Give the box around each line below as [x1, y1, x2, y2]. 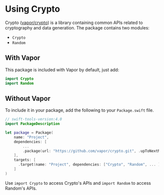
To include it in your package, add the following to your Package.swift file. [5, 107, 154, 113]
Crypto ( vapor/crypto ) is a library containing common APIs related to [5, 20, 143, 25]
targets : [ [14, 158, 36, 163]
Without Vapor [5, 94, 51, 102]
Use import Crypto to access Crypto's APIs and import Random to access [5, 180, 151, 186]
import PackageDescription [5, 122, 60, 126]
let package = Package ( [5, 130, 54, 135]
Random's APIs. [5, 185, 37, 191]
